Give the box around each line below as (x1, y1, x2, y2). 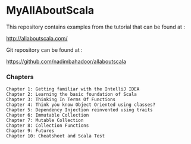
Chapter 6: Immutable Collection (6, 112, 89, 118)
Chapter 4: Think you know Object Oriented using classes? (6, 102, 156, 108)
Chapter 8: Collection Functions (6, 123, 89, 129)
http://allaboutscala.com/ (6, 35, 68, 42)
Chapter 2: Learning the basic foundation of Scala (6, 92, 137, 98)
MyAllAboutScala (6, 4, 95, 17)
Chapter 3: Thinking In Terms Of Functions (6, 96, 116, 103)
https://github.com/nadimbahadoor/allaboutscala (6, 58, 127, 65)
